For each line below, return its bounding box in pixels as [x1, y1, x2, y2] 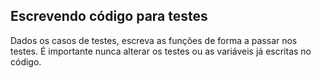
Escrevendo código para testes [10, 8, 208, 25]
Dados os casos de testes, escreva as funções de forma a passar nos [10, 34, 298, 46]
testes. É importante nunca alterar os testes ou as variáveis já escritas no [10, 45, 312, 57]
